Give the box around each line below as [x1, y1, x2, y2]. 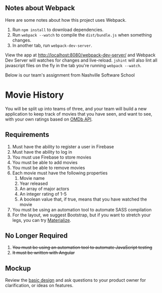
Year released [19, 180, 48, 186]
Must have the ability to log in [12, 149, 72, 155]
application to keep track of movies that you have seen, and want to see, [5, 111, 153, 117]
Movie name [19, 175, 45, 181]
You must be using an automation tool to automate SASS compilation [12, 207, 152, 212]
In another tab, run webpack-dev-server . [12, 42, 93, 48]
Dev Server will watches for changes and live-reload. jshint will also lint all [5, 57, 158, 63]
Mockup [5, 264, 31, 272]
